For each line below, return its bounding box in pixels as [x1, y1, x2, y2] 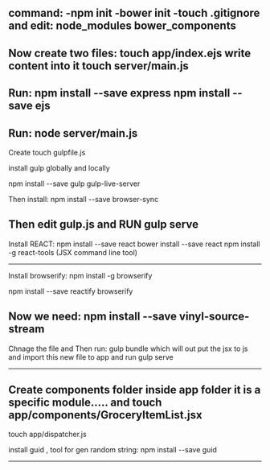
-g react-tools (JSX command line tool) [8, 247, 138, 257]
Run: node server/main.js [8, 126, 138, 140]
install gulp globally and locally [8, 163, 110, 172]
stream [8, 322, 45, 336]
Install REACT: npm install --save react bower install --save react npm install [8, 239, 260, 249]
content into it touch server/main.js [8, 59, 189, 72]
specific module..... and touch [8, 396, 162, 409]
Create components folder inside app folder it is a [8, 383, 261, 397]
